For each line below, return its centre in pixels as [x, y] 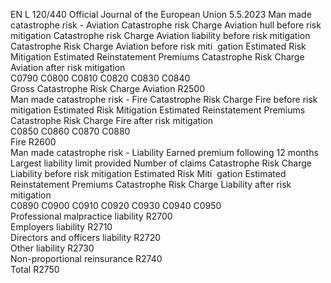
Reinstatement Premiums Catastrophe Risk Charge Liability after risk [151, 184]
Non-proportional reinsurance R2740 [86, 258]
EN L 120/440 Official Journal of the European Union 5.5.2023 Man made [161, 14]
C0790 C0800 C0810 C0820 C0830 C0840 [100, 78]
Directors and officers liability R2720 [86, 237]
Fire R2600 [33, 142]
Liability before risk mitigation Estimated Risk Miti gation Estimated [148, 173]
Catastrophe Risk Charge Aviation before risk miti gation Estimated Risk [158, 46]
